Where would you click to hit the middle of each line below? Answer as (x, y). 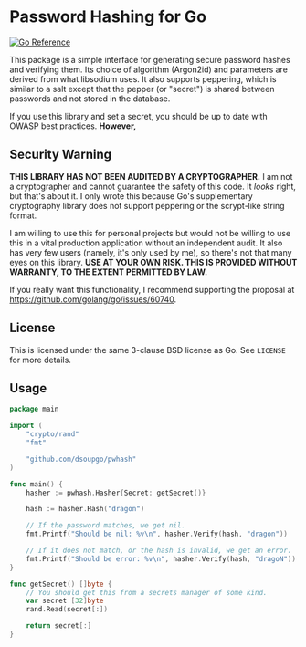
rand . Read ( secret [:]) (67, 610)
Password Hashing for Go (108, 17)
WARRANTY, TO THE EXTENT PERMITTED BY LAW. (109, 272)
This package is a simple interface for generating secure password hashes (150, 59)
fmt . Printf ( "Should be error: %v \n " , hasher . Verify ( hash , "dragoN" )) (161, 558)
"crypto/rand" (53, 434)
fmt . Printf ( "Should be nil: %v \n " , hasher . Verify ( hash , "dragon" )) (157, 534)
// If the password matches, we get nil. (106, 526)
